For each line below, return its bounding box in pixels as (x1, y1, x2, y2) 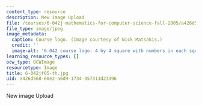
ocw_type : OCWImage (6, 59, 55, 65)
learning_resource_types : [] (6, 53, 79, 59)
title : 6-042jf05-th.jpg (6, 70, 69, 76)
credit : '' (11, 43, 39, 49)
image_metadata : (6, 31, 47, 37)
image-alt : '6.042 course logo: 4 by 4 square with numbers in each (11, 48, 187, 54)
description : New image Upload (6, 14, 85, 20)
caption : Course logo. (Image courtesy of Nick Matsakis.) (11, 37, 163, 43)
